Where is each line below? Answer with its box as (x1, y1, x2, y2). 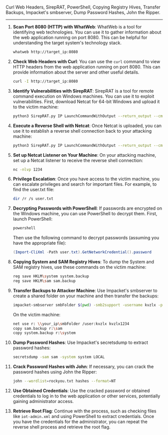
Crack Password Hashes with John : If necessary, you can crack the (12, 363, 154, 370)
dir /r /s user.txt (12, 196, 54, 201)
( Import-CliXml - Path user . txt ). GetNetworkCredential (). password (12, 250, 152, 255)
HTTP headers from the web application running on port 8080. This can (12, 64, 161, 70)
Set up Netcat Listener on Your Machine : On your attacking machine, (12, 152, 157, 158)
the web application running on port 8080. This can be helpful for (12, 35, 148, 40)
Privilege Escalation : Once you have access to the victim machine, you (12, 176, 160, 182)
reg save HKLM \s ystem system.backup (12, 274, 89, 279)
